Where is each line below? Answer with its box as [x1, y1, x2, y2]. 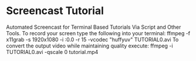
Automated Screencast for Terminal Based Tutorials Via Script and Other [6, 23, 181, 30]
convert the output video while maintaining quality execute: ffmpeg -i [6, 42, 173, 49]
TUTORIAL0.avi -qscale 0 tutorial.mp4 [6, 48, 99, 55]
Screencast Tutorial [6, 4, 104, 18]
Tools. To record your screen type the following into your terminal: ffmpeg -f [6, 29, 191, 36]
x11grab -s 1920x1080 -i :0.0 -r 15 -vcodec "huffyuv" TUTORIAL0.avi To [6, 36, 179, 43]
